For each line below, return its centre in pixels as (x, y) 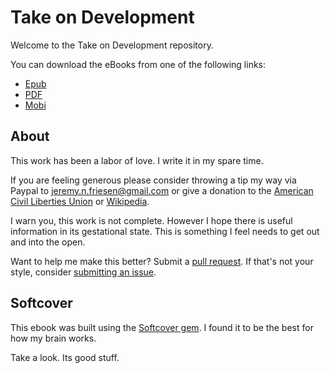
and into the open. (48, 242)
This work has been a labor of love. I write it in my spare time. (137, 160)
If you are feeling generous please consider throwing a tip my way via (153, 180)
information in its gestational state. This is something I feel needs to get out (165, 231)
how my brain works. (53, 338)
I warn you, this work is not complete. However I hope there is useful (151, 220)
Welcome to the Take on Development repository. (112, 45)
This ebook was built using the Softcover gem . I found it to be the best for (162, 327)
